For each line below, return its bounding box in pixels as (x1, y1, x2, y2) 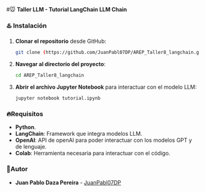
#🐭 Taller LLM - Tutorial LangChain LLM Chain (6, 6, 127, 13)
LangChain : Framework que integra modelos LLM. (15, 130, 143, 138)
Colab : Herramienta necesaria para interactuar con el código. (15, 150, 171, 157)
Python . (15, 124, 36, 131)
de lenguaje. (15, 143, 47, 150)
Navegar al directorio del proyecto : (15, 61, 106, 68)
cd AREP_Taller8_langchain (15, 72, 84, 79)
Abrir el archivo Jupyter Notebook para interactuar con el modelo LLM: (15, 83, 197, 91)
